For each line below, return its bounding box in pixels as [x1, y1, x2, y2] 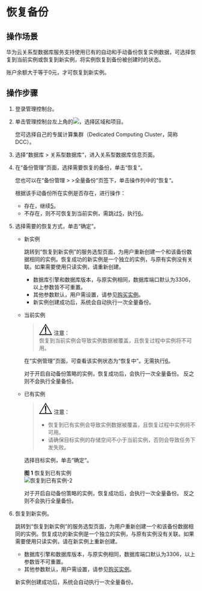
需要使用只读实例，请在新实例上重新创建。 [14, 537, 121, 545]
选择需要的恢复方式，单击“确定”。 [14, 222, 99, 229]
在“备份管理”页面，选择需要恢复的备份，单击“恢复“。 [14, 164, 146, 171]
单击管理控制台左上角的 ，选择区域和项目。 [14, 118, 127, 125]
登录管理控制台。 [14, 105, 58, 112]
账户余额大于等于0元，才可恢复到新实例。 [6, 69, 110, 76]
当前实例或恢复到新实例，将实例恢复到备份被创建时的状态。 [16, 56, 164, 63]
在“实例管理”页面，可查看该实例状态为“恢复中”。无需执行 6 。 [23, 357, 174, 364]
